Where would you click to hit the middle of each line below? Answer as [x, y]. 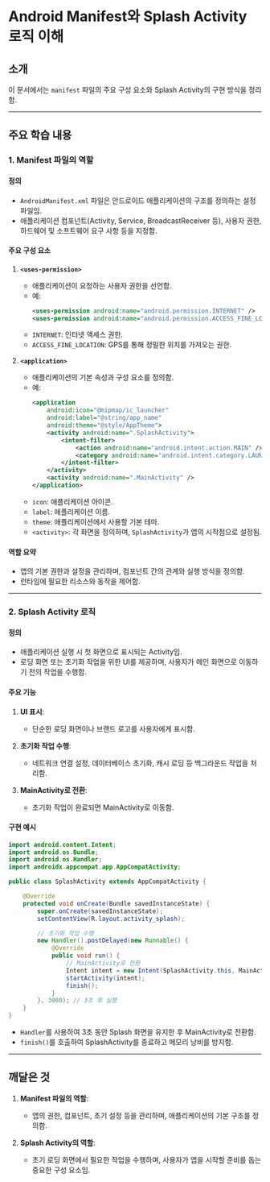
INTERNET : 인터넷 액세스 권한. [77, 334]
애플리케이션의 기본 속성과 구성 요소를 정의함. [103, 377]
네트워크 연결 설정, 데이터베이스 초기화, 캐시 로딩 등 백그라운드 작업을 [140, 763]
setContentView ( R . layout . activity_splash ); [111, 919]
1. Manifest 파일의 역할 [51, 160]
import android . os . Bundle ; [53, 852]
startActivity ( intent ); [106, 978]
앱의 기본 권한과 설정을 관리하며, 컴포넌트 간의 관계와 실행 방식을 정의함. [132, 571]
